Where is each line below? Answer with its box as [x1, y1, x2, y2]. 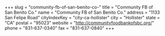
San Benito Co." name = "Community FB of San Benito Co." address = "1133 [4, 9, 160, 15]
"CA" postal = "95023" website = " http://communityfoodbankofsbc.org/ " [4, 20, 154, 26]
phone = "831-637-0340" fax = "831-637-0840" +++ [4, 25, 115, 31]
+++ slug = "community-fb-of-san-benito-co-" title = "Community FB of [4, 4, 153, 10]
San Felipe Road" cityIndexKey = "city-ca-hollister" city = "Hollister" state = [4, 15, 161, 20]
